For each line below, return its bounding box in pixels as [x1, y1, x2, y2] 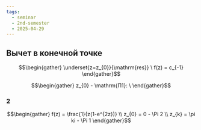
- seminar [11, 14, 36, 20]
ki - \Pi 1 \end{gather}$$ [71, 117, 131, 124]
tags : [6, 8, 20, 15]
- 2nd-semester [11, 20, 50, 26]
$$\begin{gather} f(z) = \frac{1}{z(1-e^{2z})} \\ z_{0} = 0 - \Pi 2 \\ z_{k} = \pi [7, 111, 196, 118]
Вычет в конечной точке [6, 48, 103, 58]
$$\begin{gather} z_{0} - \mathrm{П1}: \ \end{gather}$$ [31, 82, 172, 89]
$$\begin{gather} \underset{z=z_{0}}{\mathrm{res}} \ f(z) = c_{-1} [19, 64, 184, 71]
